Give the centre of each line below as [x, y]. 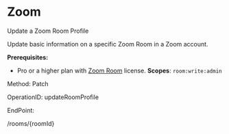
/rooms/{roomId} [31, 123]
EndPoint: [21, 110]
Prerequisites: [28, 57]
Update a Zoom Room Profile [48, 31]
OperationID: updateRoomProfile [53, 97]
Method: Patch [28, 83]
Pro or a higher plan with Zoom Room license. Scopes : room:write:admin [119, 70]
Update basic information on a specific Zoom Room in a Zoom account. [108, 44]
